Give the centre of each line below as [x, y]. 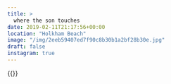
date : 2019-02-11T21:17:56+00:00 [56, 27]
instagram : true [31, 54]
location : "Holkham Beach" [47, 34]
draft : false [26, 47]
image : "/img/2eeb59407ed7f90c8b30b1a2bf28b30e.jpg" [86, 40]
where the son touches [47, 20]
